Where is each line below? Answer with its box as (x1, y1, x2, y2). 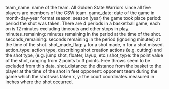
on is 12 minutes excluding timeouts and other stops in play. (5, 26, 130, 32)
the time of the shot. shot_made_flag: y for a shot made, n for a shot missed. (5, 42, 164, 47)
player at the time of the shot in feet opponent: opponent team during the (5, 68, 158, 74)
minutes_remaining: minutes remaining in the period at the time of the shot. (5, 31, 162, 37)
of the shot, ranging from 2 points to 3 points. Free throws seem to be (5, 58, 151, 63)
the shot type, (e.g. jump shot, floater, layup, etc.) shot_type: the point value (5, 52, 163, 58)
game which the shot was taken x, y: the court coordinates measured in (5, 74, 154, 79)
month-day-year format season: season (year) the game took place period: (5, 15, 162, 21)
